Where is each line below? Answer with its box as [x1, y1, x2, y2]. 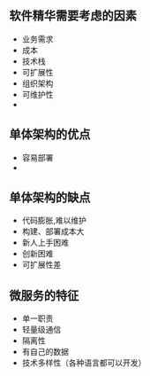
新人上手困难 [21, 238, 69, 248]
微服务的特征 [9, 287, 79, 303]
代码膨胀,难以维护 [21, 215, 86, 226]
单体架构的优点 [9, 127, 91, 142]
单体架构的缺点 [9, 190, 91, 206]
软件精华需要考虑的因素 [9, 8, 137, 24]
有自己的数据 [21, 347, 69, 357]
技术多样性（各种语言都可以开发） [21, 357, 146, 368]
